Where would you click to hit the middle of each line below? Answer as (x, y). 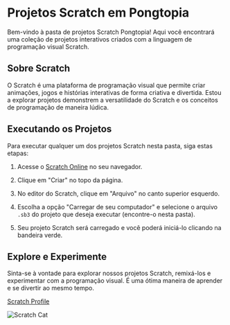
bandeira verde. (40, 235)
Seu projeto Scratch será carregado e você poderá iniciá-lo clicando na (119, 227)
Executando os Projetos (60, 129)
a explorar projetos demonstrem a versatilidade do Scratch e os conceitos (113, 100)
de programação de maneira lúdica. (58, 107)
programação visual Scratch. (48, 46)
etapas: (18, 153)
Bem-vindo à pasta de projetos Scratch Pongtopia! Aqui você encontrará (111, 32)
